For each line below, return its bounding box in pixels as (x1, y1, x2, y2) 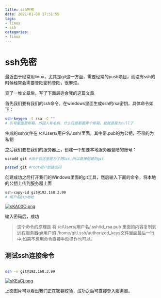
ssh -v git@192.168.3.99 (5, 269, 55, 274)
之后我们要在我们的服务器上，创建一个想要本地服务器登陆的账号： (5, 146, 137, 152)
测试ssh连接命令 (5, 251, 55, 260)
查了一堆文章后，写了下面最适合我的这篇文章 (5, 90, 95, 96)
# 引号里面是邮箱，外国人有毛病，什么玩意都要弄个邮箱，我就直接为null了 (5, 121, 134, 125)
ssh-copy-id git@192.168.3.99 (5, 190, 66, 195)
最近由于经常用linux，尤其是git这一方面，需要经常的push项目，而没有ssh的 (5, 73, 156, 79)
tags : (5, 16, 16, 21)
